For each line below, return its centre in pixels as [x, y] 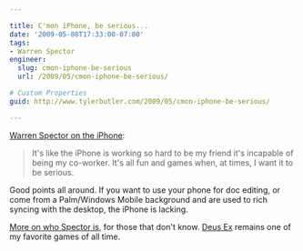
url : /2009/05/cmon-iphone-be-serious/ [93, 77]
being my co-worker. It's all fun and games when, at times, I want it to [162, 162]
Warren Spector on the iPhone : [67, 135]
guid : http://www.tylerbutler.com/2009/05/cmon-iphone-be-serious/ [140, 101]
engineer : [28, 60]
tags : [20, 43]
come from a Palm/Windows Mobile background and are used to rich [139, 199]
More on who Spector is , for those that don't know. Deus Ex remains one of [150, 226]
